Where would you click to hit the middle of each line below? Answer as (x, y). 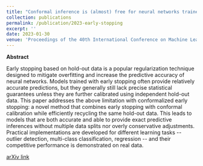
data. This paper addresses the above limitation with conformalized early (97, 100)
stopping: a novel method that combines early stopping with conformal (94, 107)
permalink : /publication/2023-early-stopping (64, 23)
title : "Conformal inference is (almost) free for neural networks (93, 12)
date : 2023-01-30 (28, 34)
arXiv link (18, 157)
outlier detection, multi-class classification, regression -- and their (89, 139)
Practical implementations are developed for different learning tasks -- (94, 132)
